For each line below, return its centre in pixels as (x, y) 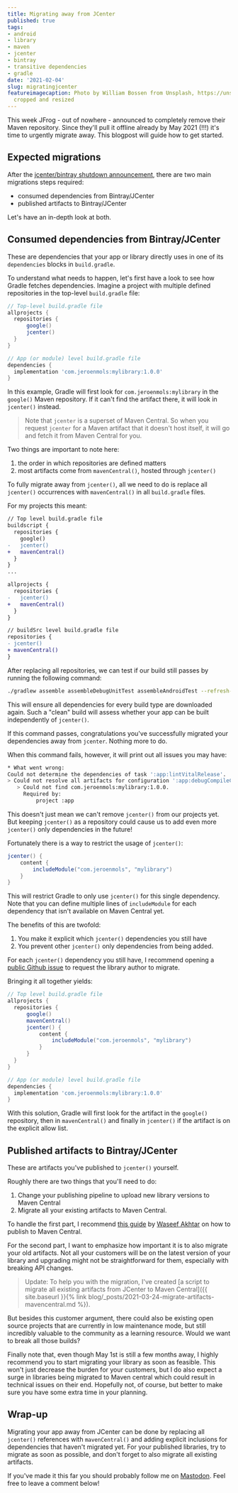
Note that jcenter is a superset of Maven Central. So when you (117, 420)
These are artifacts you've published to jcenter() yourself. (93, 1168)
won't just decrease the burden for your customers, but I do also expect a (115, 1370)
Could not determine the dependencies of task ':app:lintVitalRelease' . (117, 774)
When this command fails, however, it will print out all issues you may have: (117, 754)
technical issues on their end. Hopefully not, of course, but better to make (115, 1385)
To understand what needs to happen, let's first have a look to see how (111, 278)
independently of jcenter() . (49, 720)
